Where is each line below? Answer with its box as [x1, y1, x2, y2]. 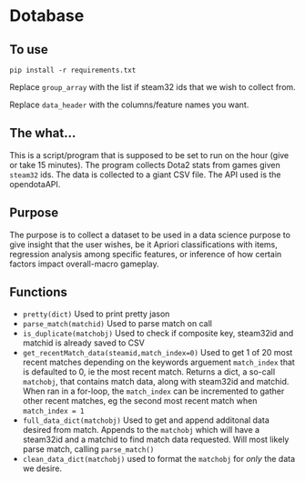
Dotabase [9, 5, 85, 26]
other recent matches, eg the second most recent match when [22, 396, 258, 406]
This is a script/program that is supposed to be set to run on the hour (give [9, 149, 290, 160]
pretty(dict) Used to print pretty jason [22, 308, 170, 319]
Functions [9, 285, 68, 300]
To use [9, 42, 48, 57]
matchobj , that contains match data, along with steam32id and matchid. [22, 376, 290, 387]
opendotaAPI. [9, 178, 61, 189]
